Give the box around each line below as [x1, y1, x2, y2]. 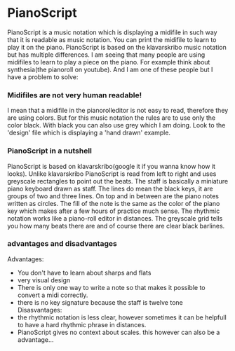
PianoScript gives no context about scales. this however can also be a [17, 328, 220, 336]
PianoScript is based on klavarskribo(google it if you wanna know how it [7, 162, 216, 170]
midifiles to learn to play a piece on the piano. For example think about [7, 57, 210, 66]
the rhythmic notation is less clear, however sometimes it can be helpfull [17, 313, 227, 322]
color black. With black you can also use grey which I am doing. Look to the [7, 121, 226, 130]
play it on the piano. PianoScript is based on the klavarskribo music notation [7, 43, 227, 51]
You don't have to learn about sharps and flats [17, 268, 152, 277]
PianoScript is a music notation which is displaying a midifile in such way [7, 28, 217, 36]
